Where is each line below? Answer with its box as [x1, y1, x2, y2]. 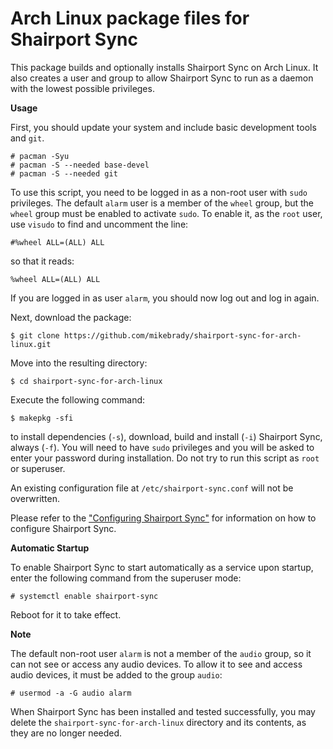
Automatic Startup [10, 542, 90, 554]
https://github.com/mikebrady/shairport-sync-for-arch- [63, 330, 302, 341]
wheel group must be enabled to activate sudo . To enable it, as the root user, [10, 207, 323, 219]
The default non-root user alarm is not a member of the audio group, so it [10, 647, 312, 659]
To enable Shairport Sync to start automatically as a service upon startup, [10, 561, 314, 573]
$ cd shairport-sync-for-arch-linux [10, 376, 163, 386]
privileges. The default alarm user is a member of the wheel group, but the [10, 197, 315, 209]
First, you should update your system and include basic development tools [10, 121, 317, 133]
